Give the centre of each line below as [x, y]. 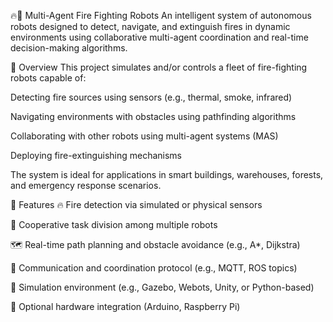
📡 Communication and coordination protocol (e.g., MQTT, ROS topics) [154, 268]
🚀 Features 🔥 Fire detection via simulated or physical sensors [136, 204]
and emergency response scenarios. [86, 185]
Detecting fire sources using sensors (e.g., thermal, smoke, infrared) [151, 97]
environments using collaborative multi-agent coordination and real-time [159, 37]
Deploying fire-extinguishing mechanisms [96, 155]
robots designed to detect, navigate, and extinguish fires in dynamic [150, 26]
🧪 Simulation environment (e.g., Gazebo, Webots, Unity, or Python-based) [162, 287]
